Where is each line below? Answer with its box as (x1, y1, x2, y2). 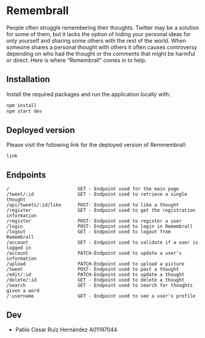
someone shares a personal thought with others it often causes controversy (6, 43, 198, 51)
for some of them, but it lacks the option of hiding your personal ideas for (6, 30, 191, 37)
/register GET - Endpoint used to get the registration (6, 208, 196, 214)
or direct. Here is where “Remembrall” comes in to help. (6, 56, 147, 64)
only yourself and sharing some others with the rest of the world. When (6, 37, 187, 44)
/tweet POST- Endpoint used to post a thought (6, 266, 179, 272)
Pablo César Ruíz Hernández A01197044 (15, 326, 117, 333)
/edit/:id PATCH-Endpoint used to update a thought (6, 272, 185, 278)
